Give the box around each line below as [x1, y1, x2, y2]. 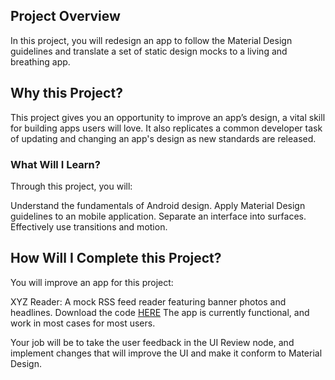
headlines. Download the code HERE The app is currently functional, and [10, 306, 310, 318]
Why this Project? [10, 85, 123, 102]
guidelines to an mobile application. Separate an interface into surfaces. [10, 210, 307, 222]
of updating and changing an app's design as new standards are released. [10, 132, 317, 144]
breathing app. [10, 55, 71, 68]
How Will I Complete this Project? [10, 250, 222, 267]
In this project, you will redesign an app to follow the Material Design [10, 34, 293, 46]
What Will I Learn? [10, 157, 101, 171]
